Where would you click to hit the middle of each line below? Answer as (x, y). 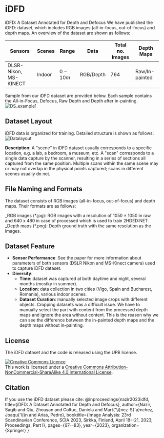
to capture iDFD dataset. (37, 268)
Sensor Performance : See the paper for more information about (77, 258)
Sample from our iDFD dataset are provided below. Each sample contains (79, 96)
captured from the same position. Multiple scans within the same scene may (82, 163)
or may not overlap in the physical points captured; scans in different (74, 168)
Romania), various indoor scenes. (53, 294)
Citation (18, 388)
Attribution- (116, 367)
